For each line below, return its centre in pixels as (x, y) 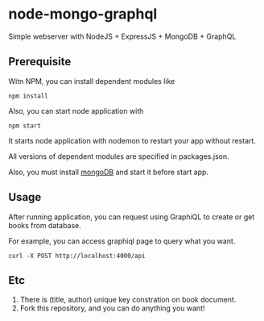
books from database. (45, 225)
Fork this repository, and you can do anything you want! (112, 308)
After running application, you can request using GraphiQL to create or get (132, 217)
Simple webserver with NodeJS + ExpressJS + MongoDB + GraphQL (122, 36)
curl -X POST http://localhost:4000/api (77, 256)
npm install (28, 96)
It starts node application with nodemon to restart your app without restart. (132, 140)
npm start (25, 126)
